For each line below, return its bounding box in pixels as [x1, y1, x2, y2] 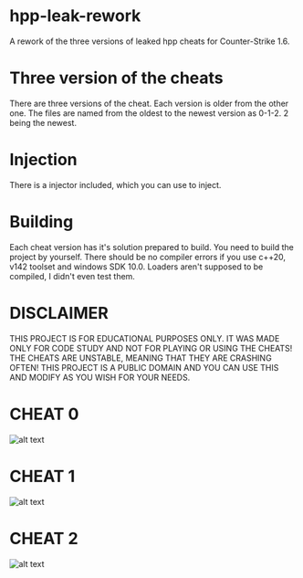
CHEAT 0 [9, 404, 79, 425]
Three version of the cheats [9, 68, 224, 89]
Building [9, 212, 74, 232]
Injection [9, 150, 78, 170]
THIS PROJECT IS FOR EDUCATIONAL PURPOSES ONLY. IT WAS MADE [9, 332, 280, 343]
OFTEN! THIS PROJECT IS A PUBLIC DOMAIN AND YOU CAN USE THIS [9, 362, 279, 373]
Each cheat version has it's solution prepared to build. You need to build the [9, 241, 294, 252]
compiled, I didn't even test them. [9, 270, 135, 281]
